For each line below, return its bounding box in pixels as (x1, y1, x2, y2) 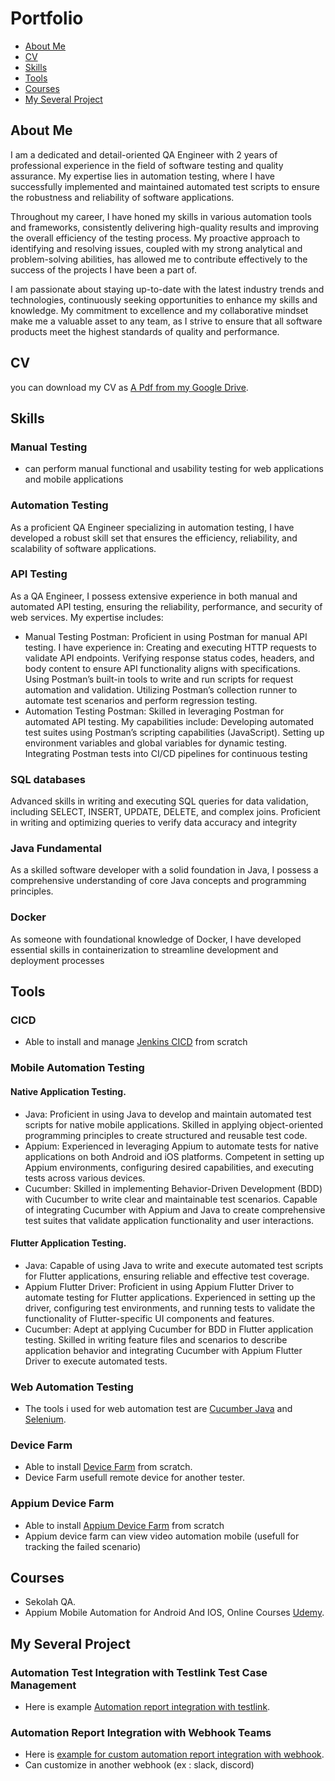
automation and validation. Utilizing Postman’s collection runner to (24, 683, 298, 696)
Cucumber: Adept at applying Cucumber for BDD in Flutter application (24, 1323, 314, 1335)
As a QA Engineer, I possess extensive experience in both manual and (10, 590, 298, 602)
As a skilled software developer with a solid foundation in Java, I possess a (10, 864, 319, 876)
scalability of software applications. (10, 542, 157, 554)
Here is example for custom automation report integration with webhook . (24, 1748, 325, 1761)
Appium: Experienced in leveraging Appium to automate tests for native (24, 1140, 319, 1152)
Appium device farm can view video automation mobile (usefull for (24, 1530, 300, 1542)
